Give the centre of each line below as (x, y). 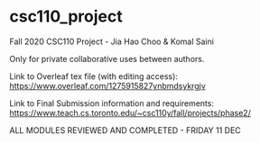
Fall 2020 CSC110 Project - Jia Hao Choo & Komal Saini (112, 41)
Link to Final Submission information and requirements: (112, 103)
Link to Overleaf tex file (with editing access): (94, 76)
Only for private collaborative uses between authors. (107, 58)
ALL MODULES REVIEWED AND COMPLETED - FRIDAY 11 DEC (125, 130)
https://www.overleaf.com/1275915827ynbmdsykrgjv (107, 85)
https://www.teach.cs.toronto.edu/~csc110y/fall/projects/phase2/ (130, 112)
